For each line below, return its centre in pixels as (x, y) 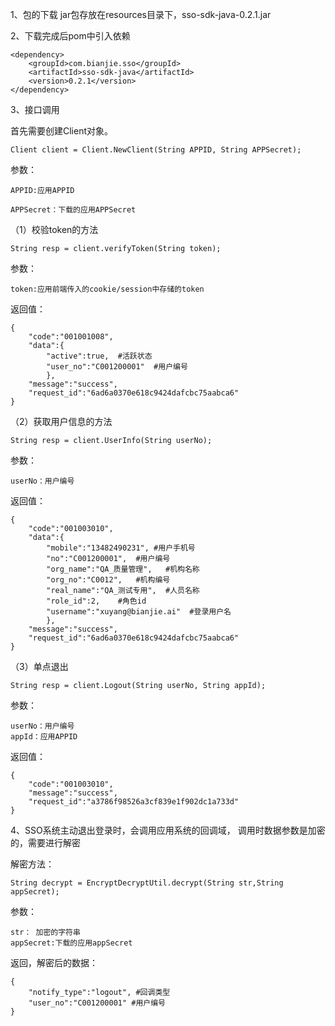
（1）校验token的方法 (54, 229)
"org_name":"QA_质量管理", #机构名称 (123, 569)
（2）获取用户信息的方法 (61, 421)
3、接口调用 (35, 109)
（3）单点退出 (39, 666)
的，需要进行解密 (45, 842)
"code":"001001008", (71, 337)
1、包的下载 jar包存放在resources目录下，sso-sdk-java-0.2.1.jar (141, 14)
